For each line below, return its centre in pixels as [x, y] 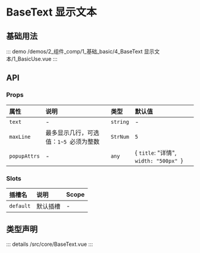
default [20, 206]
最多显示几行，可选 [72, 133]
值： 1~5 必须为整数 [73, 142]
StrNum [120, 137]
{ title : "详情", [156, 152]
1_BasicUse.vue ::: [35, 59]
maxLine [20, 137]
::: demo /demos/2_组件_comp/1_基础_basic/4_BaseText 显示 [80, 51]
